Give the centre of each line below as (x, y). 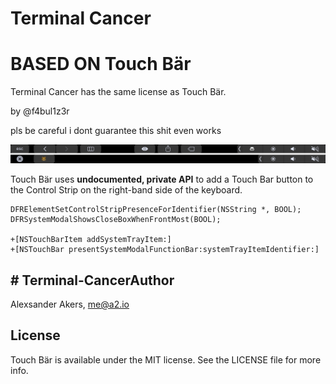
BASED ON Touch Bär (101, 64)
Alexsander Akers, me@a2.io (70, 304)
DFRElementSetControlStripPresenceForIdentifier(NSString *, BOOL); (156, 210)
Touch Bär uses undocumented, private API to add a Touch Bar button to (162, 179)
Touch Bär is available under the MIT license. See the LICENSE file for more (166, 359)
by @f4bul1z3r (40, 111)
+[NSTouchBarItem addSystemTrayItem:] (91, 240)
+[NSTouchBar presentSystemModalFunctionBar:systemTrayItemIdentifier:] (165, 250)
